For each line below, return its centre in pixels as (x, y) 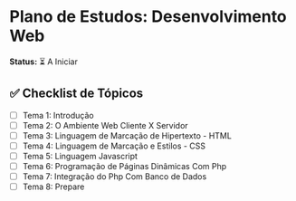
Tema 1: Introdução (58, 115)
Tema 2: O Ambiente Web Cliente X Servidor (105, 125)
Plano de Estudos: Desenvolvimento (148, 17)
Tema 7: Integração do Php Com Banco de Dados (115, 177)
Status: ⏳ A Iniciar (44, 62)
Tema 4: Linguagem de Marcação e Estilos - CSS (114, 146)
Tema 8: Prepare (53, 187)
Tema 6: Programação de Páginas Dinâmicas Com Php (124, 167)
